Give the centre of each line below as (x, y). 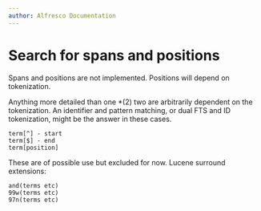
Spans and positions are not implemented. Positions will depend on (119, 78)
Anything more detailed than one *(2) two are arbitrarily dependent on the (131, 102)
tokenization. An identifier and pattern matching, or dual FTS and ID (119, 110)
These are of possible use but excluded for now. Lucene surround (117, 162)
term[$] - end (32, 140)
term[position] (34, 148)
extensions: (27, 171)
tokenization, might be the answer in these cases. (90, 119)
